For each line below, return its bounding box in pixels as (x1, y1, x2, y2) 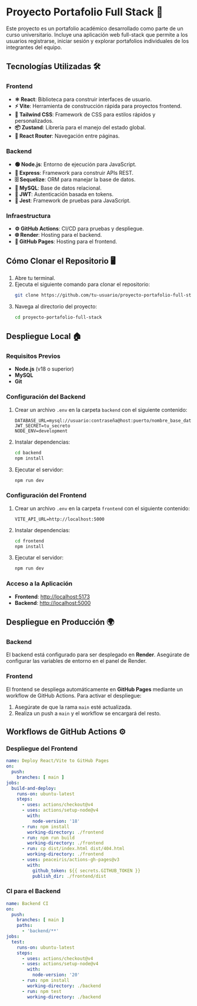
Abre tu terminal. (14, 275, 56, 282)
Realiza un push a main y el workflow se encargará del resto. (14, 709, 161, 717)
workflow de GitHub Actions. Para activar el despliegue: (6, 692, 142, 699)
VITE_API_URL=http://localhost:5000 (14, 516, 105, 522)
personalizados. (14, 117, 54, 124)
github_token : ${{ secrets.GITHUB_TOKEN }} (32, 868, 141, 874)
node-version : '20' (32, 972, 81, 978)
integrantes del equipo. (6, 44, 62, 51)
